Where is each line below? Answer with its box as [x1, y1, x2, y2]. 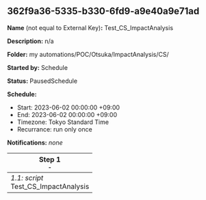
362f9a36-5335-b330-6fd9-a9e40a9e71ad [7, 5, 200, 17]
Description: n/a [7, 37, 54, 45]
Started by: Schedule [7, 63, 68, 71]
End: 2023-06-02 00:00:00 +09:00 [16, 110, 118, 118]
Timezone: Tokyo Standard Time [16, 118, 110, 126]
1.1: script [10, 173, 44, 182]
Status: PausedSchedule [7, 77, 77, 85]
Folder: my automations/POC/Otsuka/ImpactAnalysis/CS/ [7, 50, 169, 58]
